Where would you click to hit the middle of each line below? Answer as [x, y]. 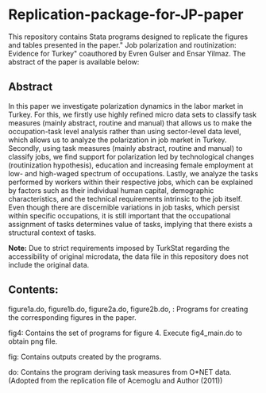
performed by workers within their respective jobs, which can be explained [131, 182]
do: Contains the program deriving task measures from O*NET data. [120, 372]
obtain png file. [33, 341]
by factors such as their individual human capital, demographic [111, 190]
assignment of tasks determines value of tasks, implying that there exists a [130, 224]
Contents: [33, 290]
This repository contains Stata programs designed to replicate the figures [128, 37]
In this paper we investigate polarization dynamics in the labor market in [126, 106]
